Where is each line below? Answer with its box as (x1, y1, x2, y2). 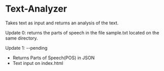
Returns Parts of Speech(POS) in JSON (12, 54, 95, 61)
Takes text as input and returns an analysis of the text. (5, 20, 119, 26)
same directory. (5, 35, 38, 41)
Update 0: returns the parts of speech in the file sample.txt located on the (5, 29, 159, 35)
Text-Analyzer (5, 3, 68, 15)
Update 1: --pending (5, 45, 48, 51)
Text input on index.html (12, 60, 63, 66)
